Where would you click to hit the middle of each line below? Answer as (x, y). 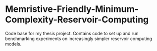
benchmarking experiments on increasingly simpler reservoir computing (79, 39)
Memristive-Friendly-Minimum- (72, 9)
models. (13, 44)
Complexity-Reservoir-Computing (77, 20)
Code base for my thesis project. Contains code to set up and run (72, 33)
